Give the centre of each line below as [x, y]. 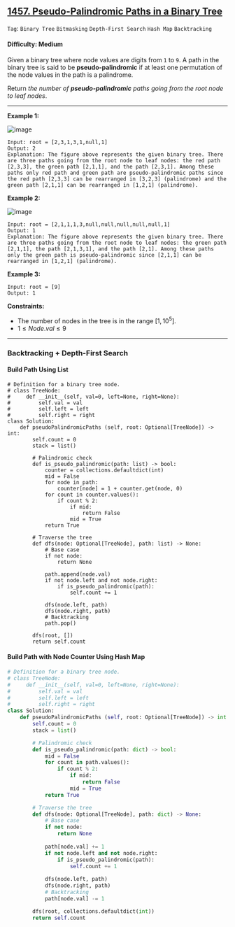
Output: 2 [22, 149]
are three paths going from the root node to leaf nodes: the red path [114, 161]
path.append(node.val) [78, 574]
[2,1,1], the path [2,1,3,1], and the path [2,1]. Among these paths [111, 249]
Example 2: [24, 198]
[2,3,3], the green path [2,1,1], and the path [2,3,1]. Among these [111, 167]
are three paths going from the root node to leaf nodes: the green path [117, 243]
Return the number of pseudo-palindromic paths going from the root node [115, 89]
